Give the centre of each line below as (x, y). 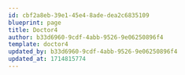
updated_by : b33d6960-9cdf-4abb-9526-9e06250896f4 (93, 52)
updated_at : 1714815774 (47, 59)
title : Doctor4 (33, 30)
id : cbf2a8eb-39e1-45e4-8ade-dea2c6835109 (79, 15)
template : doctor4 (38, 45)
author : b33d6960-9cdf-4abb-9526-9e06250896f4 (86, 37)
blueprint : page (35, 23)
